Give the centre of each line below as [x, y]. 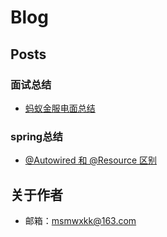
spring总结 [36, 136]
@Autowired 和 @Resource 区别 [91, 160]
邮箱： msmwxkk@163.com [80, 220]
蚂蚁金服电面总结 [60, 108]
